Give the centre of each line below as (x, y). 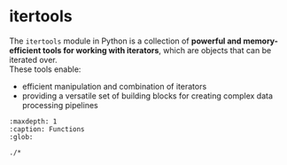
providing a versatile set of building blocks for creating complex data (147, 96)
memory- (261, 41)
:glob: (21, 137)
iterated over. (33, 59)
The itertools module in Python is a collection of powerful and (125, 41)
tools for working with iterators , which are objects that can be (157, 50)
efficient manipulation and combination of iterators (114, 86)
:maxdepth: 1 (33, 122)
